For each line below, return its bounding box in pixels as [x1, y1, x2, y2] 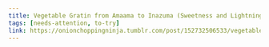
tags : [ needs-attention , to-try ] [8, 19, 120, 27]
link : [8, 26, 26, 34]
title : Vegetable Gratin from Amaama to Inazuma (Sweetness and [8, 11, 227, 20]
